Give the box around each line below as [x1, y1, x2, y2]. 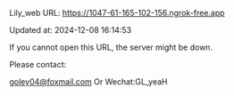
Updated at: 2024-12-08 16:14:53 [9, 25, 132, 35]
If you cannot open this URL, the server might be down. [9, 42, 213, 52]
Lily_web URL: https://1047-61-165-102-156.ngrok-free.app [9, 8, 225, 18]
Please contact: [9, 60, 67, 69]
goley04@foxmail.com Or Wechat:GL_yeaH [9, 76, 168, 87]
